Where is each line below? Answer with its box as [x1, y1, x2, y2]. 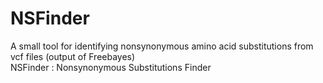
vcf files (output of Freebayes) [10, 50, 136, 62]
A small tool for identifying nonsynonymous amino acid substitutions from [10, 40, 314, 52]
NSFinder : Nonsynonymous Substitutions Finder [10, 61, 212, 73]
